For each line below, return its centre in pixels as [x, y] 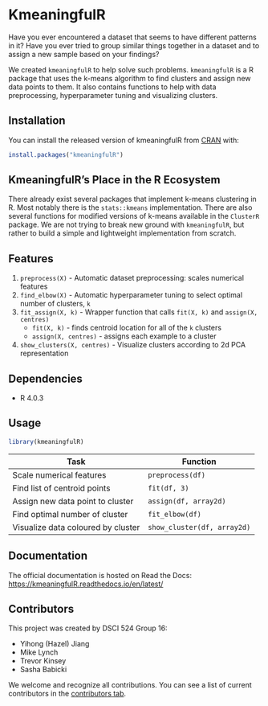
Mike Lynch [39, 652]
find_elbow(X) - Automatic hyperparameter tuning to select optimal [131, 295]
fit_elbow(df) [175, 514]
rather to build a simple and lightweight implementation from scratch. [122, 233]
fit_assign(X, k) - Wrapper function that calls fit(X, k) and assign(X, [139, 312]
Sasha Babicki [43, 670]
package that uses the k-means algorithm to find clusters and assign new [130, 78]
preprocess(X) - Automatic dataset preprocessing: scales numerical [132, 278]
